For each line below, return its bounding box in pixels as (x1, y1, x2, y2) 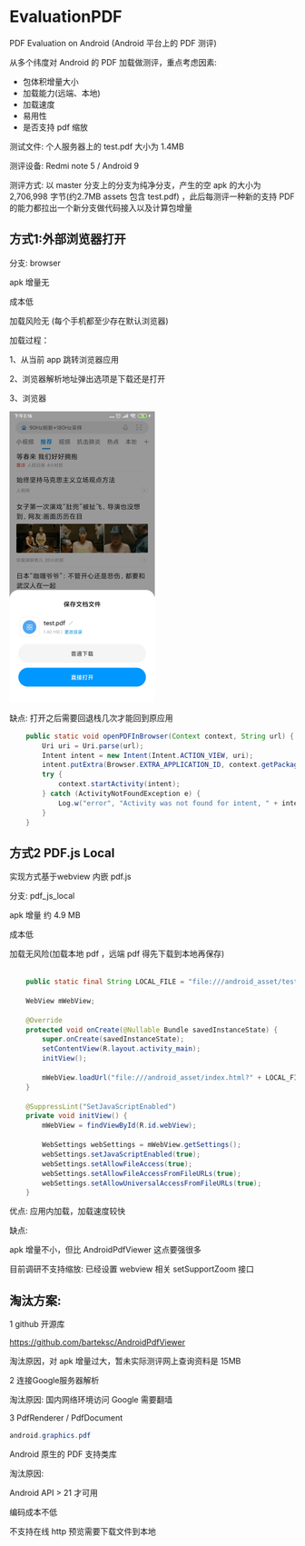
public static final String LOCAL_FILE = (25, 977, 184, 987)
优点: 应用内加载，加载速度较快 (9, 1206, 125, 1217)
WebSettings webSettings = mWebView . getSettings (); (42, 1141, 242, 1150)
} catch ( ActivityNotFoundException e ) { (42, 789, 202, 798)
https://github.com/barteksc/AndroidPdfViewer (9, 1337, 186, 1348)
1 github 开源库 (9, 1319, 65, 1330)
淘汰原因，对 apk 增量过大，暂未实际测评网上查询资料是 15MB (9, 1356, 241, 1367)
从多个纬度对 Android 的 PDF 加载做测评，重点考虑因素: (9, 56, 217, 67)
